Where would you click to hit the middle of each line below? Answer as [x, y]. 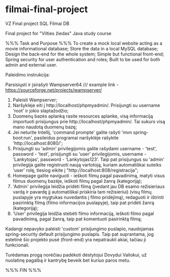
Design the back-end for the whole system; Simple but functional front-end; [85, 54]
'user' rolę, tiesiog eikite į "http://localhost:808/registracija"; [75, 170]
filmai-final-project [47, 9]
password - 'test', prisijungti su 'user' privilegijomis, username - [79, 154]
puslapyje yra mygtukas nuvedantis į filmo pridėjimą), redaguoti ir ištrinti [88, 197]
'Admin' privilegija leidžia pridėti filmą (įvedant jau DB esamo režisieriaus [89, 186]
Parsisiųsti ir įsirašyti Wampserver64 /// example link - [62, 85]
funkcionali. [17, 245]
